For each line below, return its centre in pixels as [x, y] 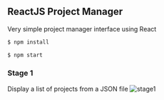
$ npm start [25, 55]
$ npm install [29, 42]
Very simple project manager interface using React [82, 29]
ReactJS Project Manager [65, 12]
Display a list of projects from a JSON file [68, 89]
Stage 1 [20, 73]
